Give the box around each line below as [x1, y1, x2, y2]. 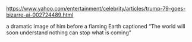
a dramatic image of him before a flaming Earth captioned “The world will [6, 23, 185, 30]
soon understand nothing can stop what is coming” [6, 29, 132, 36]
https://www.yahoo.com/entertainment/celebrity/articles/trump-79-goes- [6, 5, 186, 12]
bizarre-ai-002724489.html [6, 11, 74, 18]
